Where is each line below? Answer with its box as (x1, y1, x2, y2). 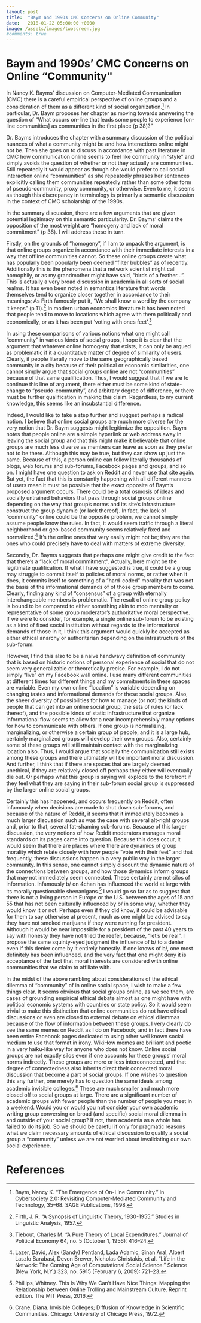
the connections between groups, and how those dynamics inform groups (6, 867, 189, 875)
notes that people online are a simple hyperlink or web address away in (6, 431, 182, 438)
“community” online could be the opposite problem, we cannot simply (6, 514, 178, 521)
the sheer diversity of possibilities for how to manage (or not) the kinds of (6, 696, 187, 704)
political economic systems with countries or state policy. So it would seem (6, 1001, 191, 1008)
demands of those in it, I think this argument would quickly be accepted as (6, 627, 190, 635)
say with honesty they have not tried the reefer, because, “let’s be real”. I (6, 932, 185, 940)
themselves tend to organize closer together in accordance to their (6, 291, 171, 298)
